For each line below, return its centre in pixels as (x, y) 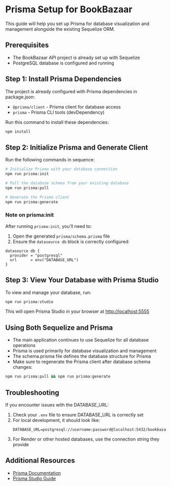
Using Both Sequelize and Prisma (59, 327)
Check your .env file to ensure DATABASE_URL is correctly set (78, 415)
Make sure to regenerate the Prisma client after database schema (81, 362)
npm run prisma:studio (29, 302)
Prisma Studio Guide (34, 478)
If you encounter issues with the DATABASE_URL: (57, 405)
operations (24, 345)
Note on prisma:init (30, 215)
